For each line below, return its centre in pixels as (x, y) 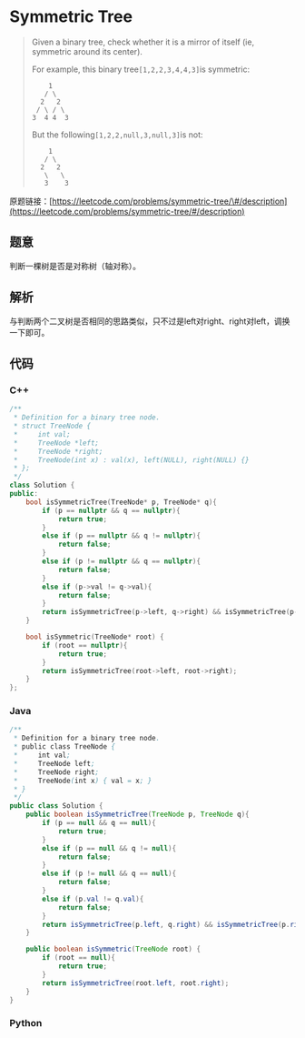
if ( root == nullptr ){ (85, 645)
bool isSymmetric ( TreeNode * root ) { (95, 637)
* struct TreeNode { (52, 426)
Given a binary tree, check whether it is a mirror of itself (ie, (143, 42)
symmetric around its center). (87, 51)
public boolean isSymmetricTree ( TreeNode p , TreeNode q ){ (138, 815)
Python (26, 1023)
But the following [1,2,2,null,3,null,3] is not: (117, 135)
